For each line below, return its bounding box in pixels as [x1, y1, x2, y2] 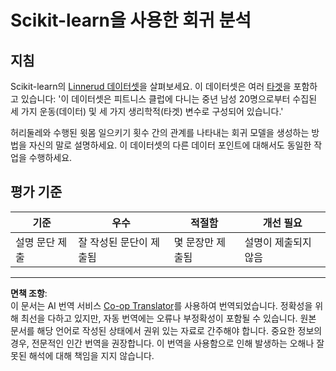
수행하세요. [28, 152, 73, 163]
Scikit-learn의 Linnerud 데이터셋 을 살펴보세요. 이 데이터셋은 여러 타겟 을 [10, 81, 292, 92]
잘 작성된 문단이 [78, 235, 148, 249]
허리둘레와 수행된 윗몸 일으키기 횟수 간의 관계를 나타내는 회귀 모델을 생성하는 [10, 127, 310, 138]
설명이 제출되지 [244, 235, 312, 249]
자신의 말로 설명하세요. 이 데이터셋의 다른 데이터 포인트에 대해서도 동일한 [28, 139, 312, 151]
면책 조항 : [10, 287, 48, 299]
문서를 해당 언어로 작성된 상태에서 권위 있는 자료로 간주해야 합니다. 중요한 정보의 [10, 324, 323, 336]
